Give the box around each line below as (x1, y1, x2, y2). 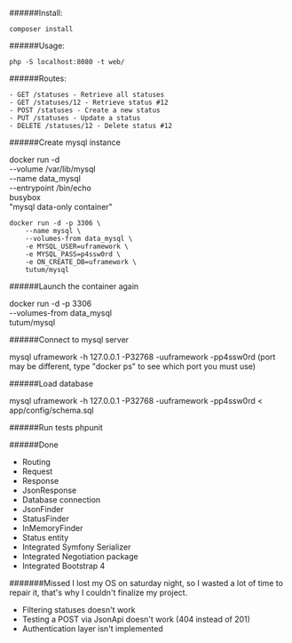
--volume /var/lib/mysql (9, 164, 96, 174)
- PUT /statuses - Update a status (9, 114, 141, 123)
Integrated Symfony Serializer (21, 542, 131, 552)
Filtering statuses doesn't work (21, 605, 136, 615)
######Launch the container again (9, 281, 139, 292)
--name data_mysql (9, 173, 82, 183)
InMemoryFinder (21, 523, 83, 533)
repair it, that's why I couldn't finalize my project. (9, 587, 188, 598)
